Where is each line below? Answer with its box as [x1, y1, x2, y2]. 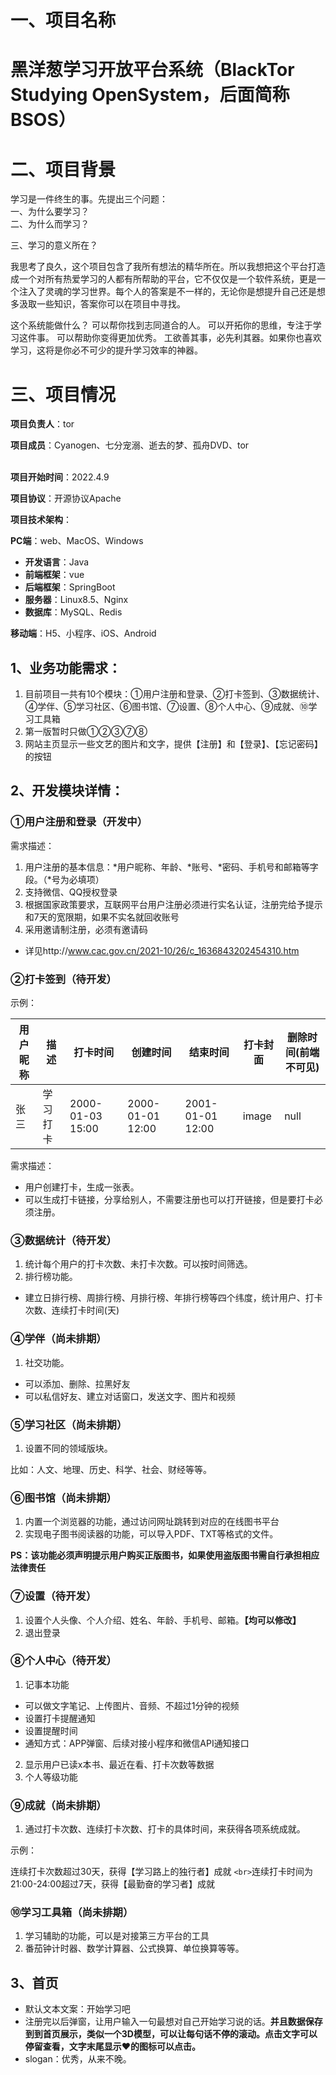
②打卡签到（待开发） [10, 972, 117, 986]
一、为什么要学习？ [10, 206, 90, 218]
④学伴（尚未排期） [10, 1332, 107, 1346]
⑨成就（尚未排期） [10, 1798, 107, 1812]
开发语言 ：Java [24, 556, 90, 568]
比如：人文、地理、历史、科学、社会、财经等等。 [10, 1463, 212, 1475]
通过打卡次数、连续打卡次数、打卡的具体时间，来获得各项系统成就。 [24, 1823, 306, 1835]
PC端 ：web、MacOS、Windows [10, 535, 144, 547]
